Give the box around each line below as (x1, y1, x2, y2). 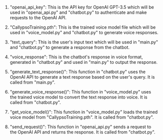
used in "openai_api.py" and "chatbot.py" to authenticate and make (9, 9, 147, 15)
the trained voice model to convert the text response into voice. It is (9, 94, 148, 100)
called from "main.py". (9, 79, 55, 85)
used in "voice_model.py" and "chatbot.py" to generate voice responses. (9, 30, 159, 35)
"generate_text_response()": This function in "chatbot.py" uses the (9, 69, 146, 75)
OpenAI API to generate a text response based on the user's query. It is (9, 74, 155, 80)
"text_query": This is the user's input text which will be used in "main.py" (9, 39, 158, 45)
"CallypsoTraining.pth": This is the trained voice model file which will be (9, 24, 156, 30)
